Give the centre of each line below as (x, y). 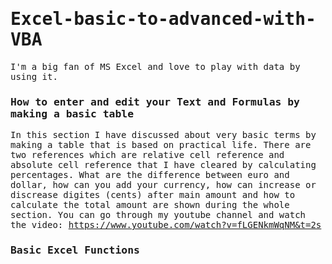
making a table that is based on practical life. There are (161, 145)
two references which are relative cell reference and (147, 155)
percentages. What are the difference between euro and (150, 175)
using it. (34, 76)
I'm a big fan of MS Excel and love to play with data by (155, 66)
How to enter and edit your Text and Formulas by (155, 101)
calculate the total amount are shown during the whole (150, 205)
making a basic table (72, 113)
